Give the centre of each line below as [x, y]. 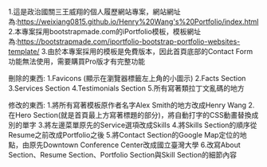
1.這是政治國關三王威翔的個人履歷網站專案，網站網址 [94, 12]
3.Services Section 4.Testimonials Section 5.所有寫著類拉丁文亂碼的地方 [126, 88]
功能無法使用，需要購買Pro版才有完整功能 [77, 61]
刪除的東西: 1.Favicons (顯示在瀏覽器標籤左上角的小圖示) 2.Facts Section [127, 78]
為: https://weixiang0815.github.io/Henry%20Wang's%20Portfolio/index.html [133, 21]
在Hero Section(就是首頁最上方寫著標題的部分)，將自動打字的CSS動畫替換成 [133, 115]
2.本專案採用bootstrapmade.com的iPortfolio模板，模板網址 [105, 31]
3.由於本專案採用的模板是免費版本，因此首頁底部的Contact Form [147, 51]
